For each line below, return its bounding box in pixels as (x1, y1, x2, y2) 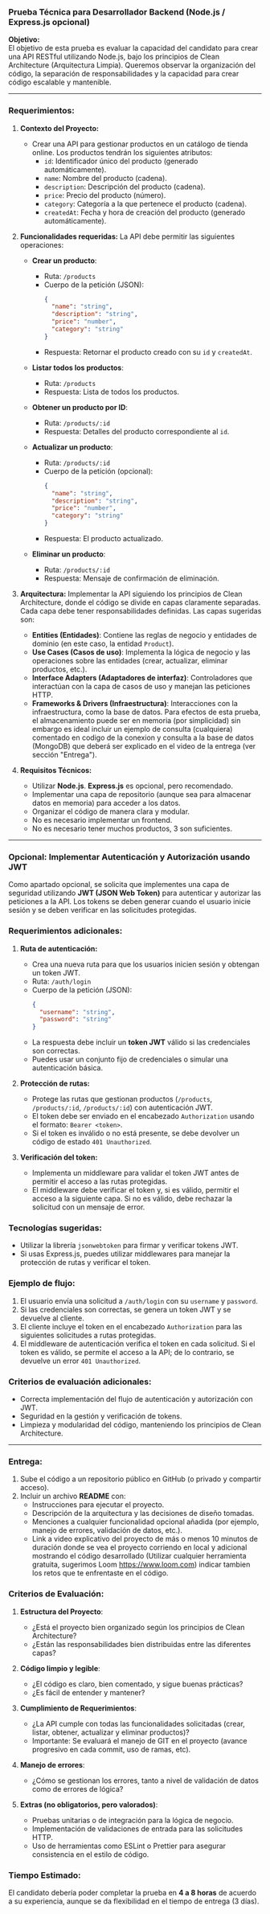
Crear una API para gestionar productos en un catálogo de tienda (31, 139, 248, 149)
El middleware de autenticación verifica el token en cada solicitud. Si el (19, 1338, 256, 1349)
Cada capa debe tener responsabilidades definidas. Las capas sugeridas (19, 606, 262, 616)
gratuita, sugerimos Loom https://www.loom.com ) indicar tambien (31, 1559, 251, 1570)
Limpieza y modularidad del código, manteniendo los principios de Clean (19, 1420, 262, 1430)
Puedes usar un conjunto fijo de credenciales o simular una (31, 1054, 229, 1064)
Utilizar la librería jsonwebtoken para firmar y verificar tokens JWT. (19, 1241, 239, 1251)
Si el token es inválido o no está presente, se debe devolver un (31, 1128, 239, 1138)
